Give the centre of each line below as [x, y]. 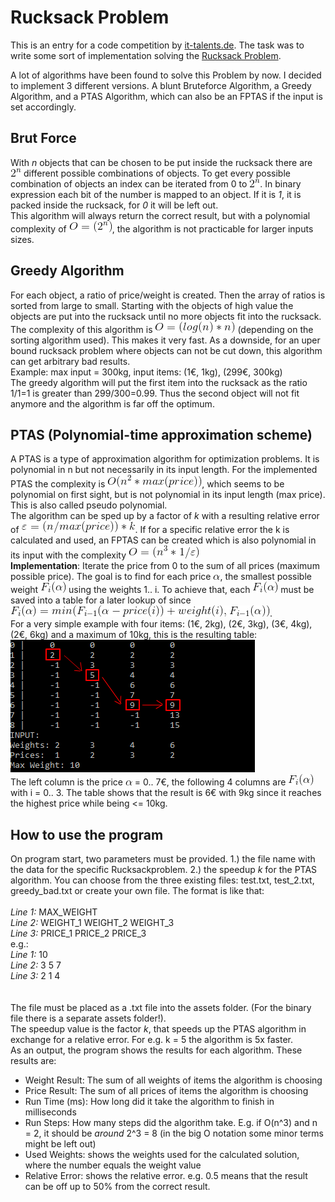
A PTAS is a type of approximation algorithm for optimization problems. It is [165, 459]
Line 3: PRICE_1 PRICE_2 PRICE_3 [78, 933]
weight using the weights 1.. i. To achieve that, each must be [162, 590]
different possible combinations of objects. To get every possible [157, 173]
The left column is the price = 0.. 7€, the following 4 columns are [148, 782]
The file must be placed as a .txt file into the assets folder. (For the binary [161, 1008]
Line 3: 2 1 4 [35, 976]
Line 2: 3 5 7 [36, 965]
